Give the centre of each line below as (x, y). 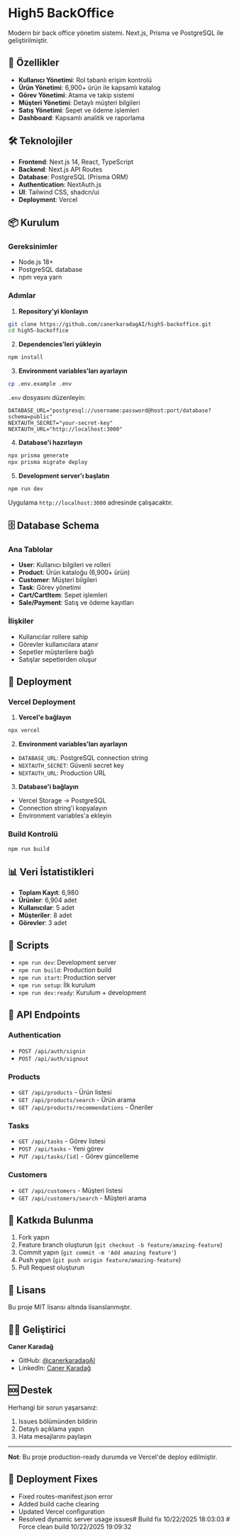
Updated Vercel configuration (61, 1511)
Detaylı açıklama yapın (51, 1429)
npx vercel (24, 731)
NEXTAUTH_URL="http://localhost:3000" (65, 429)
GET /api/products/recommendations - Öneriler (86, 1107)
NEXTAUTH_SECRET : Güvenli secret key (71, 766)
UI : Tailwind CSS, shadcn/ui (59, 192)
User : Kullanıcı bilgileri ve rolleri (65, 565)
